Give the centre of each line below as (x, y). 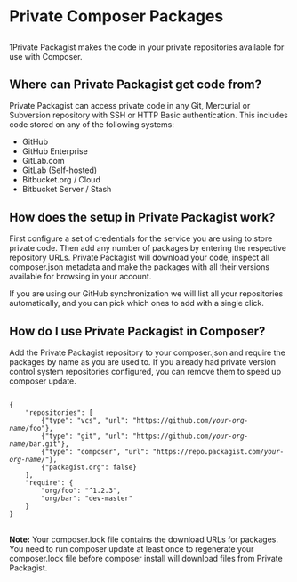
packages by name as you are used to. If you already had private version (143, 362)
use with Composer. (46, 56)
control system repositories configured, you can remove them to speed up (145, 372)
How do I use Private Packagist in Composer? (137, 331)
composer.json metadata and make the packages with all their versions (139, 267)
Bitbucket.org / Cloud (61, 180)
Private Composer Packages (116, 16)
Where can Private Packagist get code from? (136, 84)
